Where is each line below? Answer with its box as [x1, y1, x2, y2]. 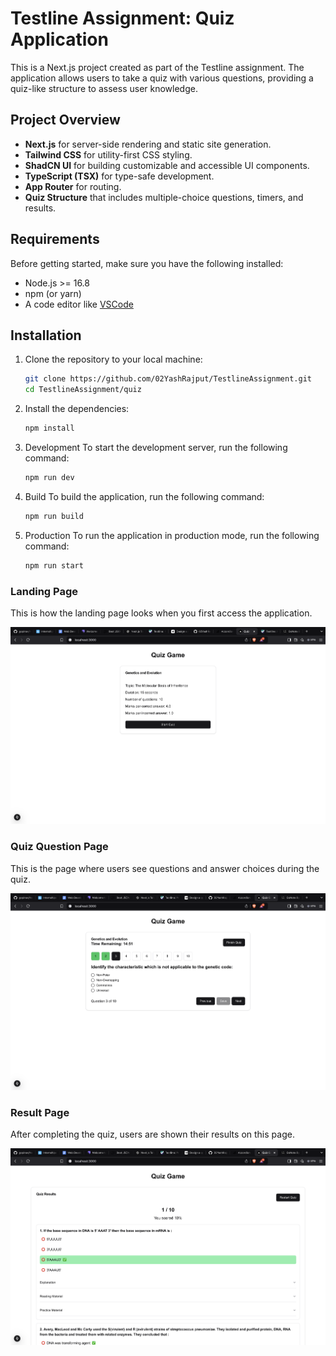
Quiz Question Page [10, 840, 109, 854]
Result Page [10, 1105, 70, 1119]
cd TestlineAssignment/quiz [24, 385, 142, 395]
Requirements [10, 231, 100, 248]
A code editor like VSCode [24, 298, 134, 310]
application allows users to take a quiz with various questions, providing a [10, 72, 314, 84]
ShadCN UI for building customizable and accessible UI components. [24, 159, 310, 171]
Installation [10, 327, 82, 344]
